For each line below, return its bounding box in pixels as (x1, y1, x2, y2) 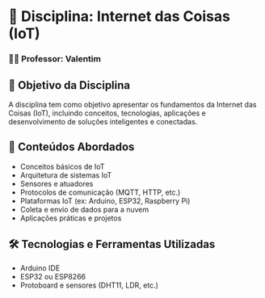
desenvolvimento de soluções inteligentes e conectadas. (8, 116, 198, 126)
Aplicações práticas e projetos (19, 213, 122, 223)
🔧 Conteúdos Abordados (8, 141, 135, 154)
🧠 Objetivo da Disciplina (8, 78, 131, 92)
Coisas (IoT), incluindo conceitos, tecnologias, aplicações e (8, 108, 206, 118)
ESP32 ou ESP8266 (19, 271, 86, 281)
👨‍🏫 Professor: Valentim (8, 53, 101, 65)
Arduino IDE (19, 262, 61, 273)
